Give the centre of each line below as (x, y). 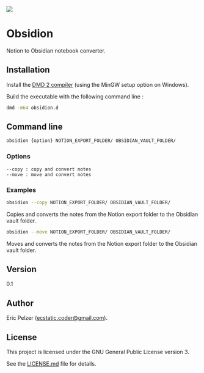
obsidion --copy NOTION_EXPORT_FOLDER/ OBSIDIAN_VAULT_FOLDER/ (89, 202)
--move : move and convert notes (49, 174)
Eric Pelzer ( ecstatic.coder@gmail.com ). (57, 318)
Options (18, 157)
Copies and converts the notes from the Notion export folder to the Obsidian (102, 214)
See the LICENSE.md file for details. (51, 364)
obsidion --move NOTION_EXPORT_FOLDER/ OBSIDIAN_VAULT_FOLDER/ (89, 232)
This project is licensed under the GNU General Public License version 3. (98, 352)
